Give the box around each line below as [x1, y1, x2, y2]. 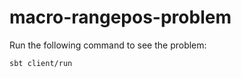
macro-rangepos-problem [9, 6, 232, 29]
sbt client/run [9, 58, 73, 68]
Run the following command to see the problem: [9, 39, 207, 51]
